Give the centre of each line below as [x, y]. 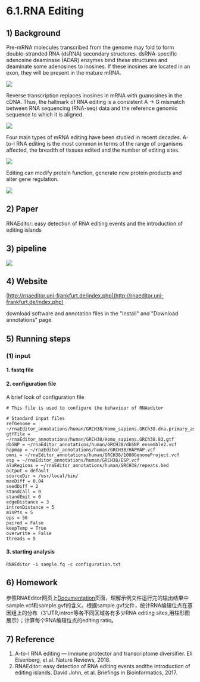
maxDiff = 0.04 [25, 481]
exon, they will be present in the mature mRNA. [64, 73]
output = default [28, 471]
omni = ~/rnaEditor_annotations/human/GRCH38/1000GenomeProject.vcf [93, 455]
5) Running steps [38, 339]
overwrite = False [29, 533]
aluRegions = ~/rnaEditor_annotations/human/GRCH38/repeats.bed [87, 465]
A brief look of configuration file [45, 397]
